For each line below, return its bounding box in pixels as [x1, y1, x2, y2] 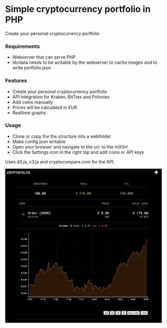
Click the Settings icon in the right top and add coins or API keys [12, 149, 144, 155]
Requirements [5, 43, 40, 50]
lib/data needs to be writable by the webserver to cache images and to [12, 60, 158, 66]
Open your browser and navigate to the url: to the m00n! [12, 144, 128, 150]
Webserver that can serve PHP [12, 54, 76, 60]
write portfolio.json [12, 65, 51, 71]
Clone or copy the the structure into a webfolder [12, 133, 111, 139]
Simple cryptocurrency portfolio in [5, 3, 151, 15]
